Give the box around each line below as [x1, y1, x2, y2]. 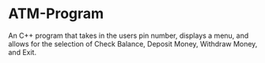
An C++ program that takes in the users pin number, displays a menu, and [8, 31, 249, 40]
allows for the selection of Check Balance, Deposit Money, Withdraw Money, [8, 39, 258, 48]
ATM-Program [8, 5, 104, 23]
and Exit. [8, 47, 37, 57]
